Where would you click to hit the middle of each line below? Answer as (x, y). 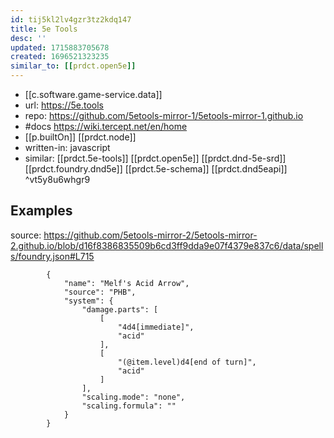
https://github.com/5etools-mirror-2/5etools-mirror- (150, 235)
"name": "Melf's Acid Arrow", (126, 283)
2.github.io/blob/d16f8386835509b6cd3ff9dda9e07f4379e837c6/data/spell (167, 245)
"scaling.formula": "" (129, 406)
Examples (41, 211)
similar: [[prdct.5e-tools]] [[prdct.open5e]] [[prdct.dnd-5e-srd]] (155, 158)
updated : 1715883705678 (60, 47)
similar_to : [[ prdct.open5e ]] (73, 66)
